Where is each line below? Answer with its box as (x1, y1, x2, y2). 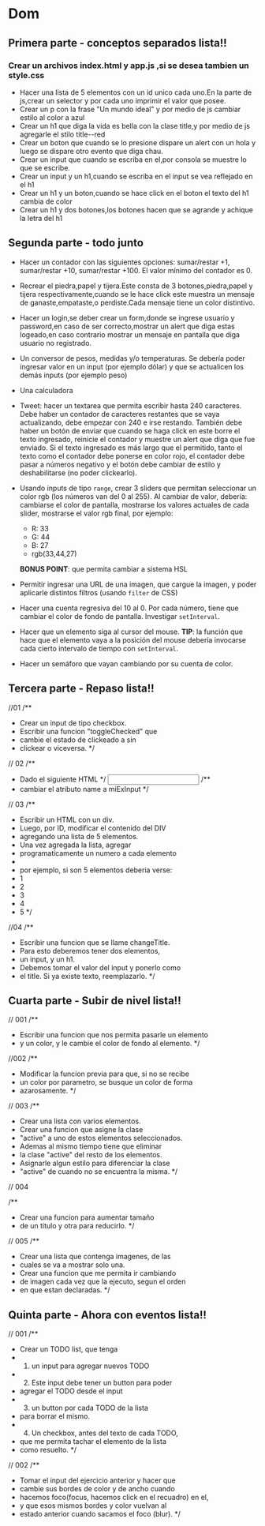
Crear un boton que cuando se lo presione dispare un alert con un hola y (19, 137, 256, 147)
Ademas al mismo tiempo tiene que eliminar (19, 1142, 162, 1151)
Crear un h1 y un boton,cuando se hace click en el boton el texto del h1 (19, 188, 249, 197)
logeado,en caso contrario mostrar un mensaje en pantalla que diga (19, 329, 241, 339)
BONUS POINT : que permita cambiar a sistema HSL (19, 564, 188, 573)
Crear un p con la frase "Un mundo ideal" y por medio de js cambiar (19, 104, 241, 114)
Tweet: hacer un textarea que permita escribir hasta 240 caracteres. (19, 400, 242, 411)
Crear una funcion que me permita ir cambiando (19, 1269, 177, 1278)
